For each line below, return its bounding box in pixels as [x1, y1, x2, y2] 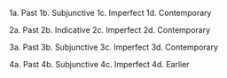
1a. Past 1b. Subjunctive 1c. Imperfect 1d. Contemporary [9, 8, 212, 18]
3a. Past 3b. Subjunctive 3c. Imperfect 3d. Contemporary [9, 42, 219, 52]
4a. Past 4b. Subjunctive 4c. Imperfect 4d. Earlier [9, 59, 190, 69]
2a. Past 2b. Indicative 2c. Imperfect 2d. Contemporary [9, 25, 211, 35]
